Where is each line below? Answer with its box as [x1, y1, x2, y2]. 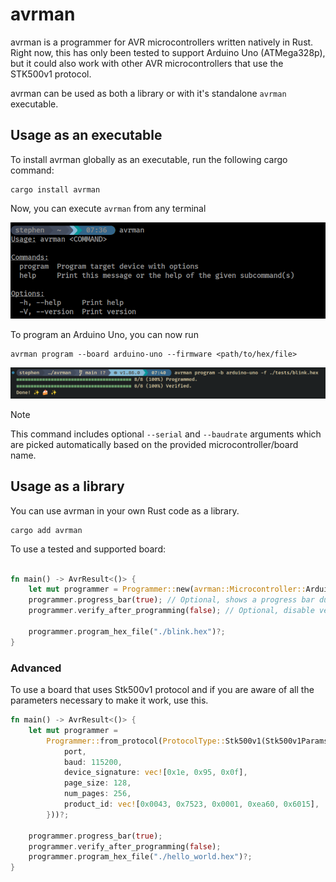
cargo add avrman [10, 525, 83, 535]
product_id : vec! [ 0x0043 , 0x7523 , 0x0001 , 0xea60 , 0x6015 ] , [63, 799, 320, 810]
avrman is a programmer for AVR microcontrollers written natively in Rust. [10, 36, 314, 48]
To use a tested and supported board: [10, 543, 167, 555]
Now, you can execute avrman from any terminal [10, 202, 207, 214]
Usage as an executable [10, 127, 163, 144]
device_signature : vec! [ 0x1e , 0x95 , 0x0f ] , [63, 768, 248, 778]
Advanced [10, 661, 62, 675]
